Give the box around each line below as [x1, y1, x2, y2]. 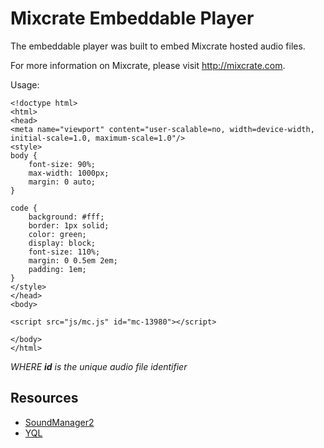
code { [10, 203, 38, 213]
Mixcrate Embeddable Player [10, 7, 255, 30]
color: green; [28, 229, 87, 239]
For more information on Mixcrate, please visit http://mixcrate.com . [10, 59, 286, 71]
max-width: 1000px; [28, 168, 110, 178]
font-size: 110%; [28, 247, 101, 257]
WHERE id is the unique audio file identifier [10, 360, 188, 372]
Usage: [10, 78, 40, 91]
